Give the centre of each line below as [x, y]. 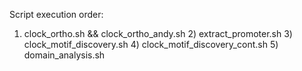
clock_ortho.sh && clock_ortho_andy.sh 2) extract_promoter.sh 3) [158, 33]
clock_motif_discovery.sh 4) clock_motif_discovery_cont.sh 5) [151, 44]
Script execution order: [56, 14]
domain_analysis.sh [64, 55]
